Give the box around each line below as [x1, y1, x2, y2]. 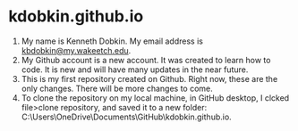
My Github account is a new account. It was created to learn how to [21, 54, 271, 65]
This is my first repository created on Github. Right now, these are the [21, 73, 278, 84]
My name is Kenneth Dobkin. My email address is [21, 36, 203, 46]
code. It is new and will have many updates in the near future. [21, 64, 249, 75]
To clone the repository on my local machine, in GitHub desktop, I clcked [21, 92, 290, 103]
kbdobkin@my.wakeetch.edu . [21, 45, 132, 55]
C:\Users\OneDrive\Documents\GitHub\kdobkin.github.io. [21, 111, 232, 122]
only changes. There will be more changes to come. [21, 83, 214, 94]
